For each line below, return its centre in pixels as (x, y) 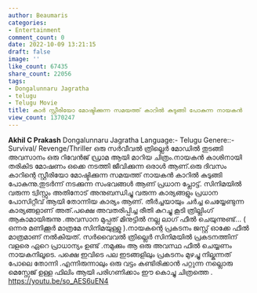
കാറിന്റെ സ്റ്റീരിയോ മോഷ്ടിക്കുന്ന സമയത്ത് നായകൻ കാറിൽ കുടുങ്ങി (115, 174)
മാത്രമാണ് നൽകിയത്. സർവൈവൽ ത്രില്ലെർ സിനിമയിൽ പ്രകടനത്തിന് (123, 236)
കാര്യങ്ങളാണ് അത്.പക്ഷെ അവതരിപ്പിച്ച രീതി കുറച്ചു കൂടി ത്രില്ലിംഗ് (111, 210)
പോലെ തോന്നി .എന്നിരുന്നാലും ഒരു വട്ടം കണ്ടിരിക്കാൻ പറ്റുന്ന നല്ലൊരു (121, 263)
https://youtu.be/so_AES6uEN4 (58, 280)
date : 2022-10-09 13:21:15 (52, 45)
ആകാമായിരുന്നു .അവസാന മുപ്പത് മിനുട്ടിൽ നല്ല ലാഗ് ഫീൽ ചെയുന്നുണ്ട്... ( (127, 219)
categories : (27, 23)
